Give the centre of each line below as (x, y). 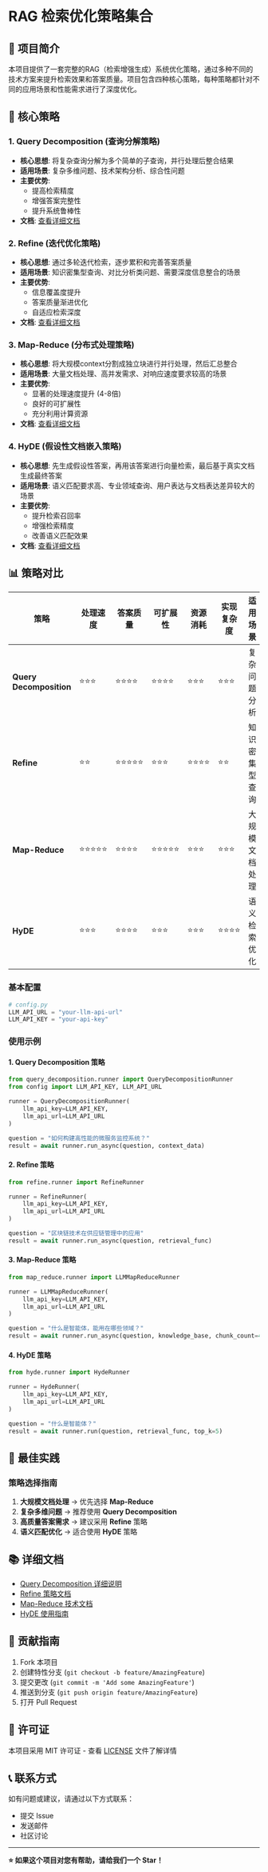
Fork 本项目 (39, 1662)
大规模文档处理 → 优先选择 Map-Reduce (87, 1502)
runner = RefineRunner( (48, 1197)
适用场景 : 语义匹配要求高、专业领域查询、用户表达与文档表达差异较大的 (137, 486)
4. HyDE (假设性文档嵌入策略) (65, 446)
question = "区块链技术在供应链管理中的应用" (76, 1234)
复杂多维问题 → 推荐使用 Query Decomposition (98, 1512)
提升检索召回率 (56, 515)
